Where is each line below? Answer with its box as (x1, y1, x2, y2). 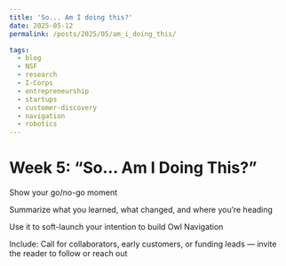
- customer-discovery (17, 103, 98, 112)
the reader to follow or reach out (9, 248, 128, 259)
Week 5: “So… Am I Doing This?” (9, 158, 258, 178)
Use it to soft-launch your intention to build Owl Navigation (9, 222, 224, 232)
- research (17, 70, 58, 80)
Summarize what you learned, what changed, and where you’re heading (9, 205, 274, 215)
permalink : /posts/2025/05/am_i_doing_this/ (9, 29, 177, 38)
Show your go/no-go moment (9, 187, 118, 198)
